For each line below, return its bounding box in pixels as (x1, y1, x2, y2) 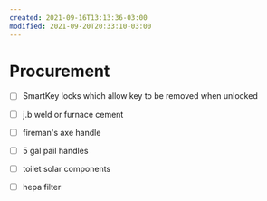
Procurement (9, 61, 110, 81)
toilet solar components (22, 163, 111, 174)
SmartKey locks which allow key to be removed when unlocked (22, 91, 258, 101)
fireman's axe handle (22, 127, 101, 138)
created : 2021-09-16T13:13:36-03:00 (9, 13, 148, 23)
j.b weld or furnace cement (22, 109, 124, 120)
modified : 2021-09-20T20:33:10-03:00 (9, 22, 152, 31)
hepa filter (22, 181, 62, 192)
